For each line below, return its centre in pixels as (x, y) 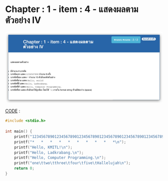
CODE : (13, 111)
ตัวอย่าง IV (23, 20)
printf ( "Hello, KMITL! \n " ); (43, 147)
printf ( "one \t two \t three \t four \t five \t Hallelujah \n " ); (72, 163)
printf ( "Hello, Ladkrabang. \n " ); (49, 152)
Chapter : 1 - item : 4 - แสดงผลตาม (72, 9)
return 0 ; (24, 168)
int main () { (19, 131)
